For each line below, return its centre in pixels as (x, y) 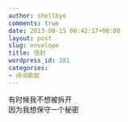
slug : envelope (34, 46)
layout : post (30, 38)
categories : (28, 68)
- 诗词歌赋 (24, 75)
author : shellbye (37, 16)
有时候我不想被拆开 (40, 99)
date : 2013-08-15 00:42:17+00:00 (64, 31)
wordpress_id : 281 (39, 61)
